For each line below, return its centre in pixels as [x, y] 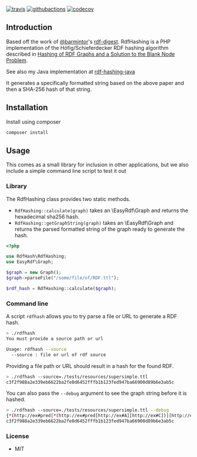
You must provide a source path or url [55, 339]
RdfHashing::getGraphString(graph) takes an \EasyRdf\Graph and [94, 223]
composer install [27, 132]
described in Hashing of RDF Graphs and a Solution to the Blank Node [91, 54]
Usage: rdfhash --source [36, 349]
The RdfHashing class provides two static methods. [68, 199]
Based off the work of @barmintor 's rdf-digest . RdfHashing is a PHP [89, 42]
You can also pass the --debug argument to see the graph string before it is [96, 393]
